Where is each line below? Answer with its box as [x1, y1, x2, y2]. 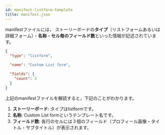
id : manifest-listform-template [5, 7, 73, 12]
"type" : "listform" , [10, 53, 53, 58]
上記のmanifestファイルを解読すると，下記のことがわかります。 [5, 95, 137, 101]
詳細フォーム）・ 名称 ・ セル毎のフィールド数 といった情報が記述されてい [5, 32, 152, 38]
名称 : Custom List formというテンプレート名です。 [12, 112, 116, 118]
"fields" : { [10, 71, 35, 76]
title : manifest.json [5, 12, 51, 17]
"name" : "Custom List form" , [10, 62, 71, 67]
